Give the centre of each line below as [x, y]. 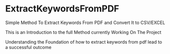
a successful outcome [28, 47]
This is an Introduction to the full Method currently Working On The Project [83, 32]
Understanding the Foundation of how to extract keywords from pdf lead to [84, 42]
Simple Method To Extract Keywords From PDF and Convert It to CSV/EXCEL [85, 22]
